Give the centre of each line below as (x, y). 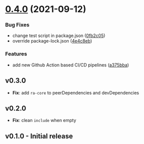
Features (16, 54)
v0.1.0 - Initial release (39, 136)
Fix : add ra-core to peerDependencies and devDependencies (76, 92)
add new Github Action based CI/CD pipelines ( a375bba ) (71, 65)
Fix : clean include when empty (44, 120)
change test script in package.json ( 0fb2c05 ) (59, 35)
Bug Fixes (17, 25)
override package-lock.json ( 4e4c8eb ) (52, 41)
